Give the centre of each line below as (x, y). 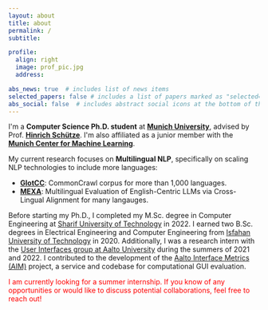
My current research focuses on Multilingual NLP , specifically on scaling (128, 159)
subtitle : (25, 38)
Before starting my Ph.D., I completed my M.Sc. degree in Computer (120, 216)
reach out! (25, 299)
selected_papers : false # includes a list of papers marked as (116, 97)
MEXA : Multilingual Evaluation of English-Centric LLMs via (116, 192)
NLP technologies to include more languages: (83, 168)
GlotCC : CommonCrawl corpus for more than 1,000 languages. (123, 183)
